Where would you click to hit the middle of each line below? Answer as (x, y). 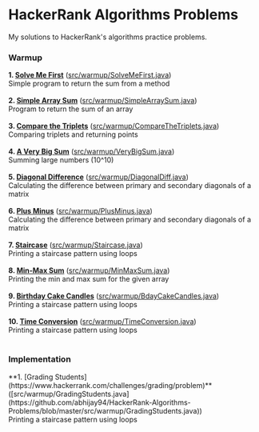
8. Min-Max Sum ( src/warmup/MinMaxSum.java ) (89, 270)
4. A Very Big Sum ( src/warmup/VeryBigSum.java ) (92, 152)
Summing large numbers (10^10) (61, 160)
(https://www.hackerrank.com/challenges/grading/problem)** (110, 385)
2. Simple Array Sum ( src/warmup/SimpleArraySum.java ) (103, 101)
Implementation (40, 359)
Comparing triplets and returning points (73, 134)
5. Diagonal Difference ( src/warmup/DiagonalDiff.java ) (99, 177)
